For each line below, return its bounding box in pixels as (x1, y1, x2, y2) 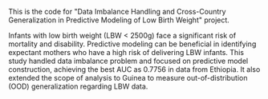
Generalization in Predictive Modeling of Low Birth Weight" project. (8, 15, 230, 25)
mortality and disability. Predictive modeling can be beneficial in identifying (8, 39, 257, 49)
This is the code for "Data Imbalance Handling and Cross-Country (8, 7, 226, 16)
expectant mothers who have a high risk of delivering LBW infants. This (8, 48, 245, 57)
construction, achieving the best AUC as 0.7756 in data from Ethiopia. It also (8, 65, 261, 74)
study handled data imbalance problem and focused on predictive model (8, 56, 249, 65)
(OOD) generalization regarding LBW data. (8, 81, 148, 91)
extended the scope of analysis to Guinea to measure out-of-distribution (8, 73, 248, 82)
